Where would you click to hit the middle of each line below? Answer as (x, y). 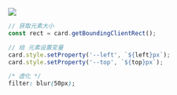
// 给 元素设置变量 (36, 47)
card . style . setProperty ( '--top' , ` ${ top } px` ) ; (86, 62)
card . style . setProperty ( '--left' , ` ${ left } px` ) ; (89, 55)
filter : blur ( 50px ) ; (42, 84)
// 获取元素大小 (31, 26)
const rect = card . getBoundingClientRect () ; (82, 33)
